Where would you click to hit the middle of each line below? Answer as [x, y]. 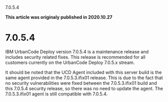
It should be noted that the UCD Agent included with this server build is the [83, 72]
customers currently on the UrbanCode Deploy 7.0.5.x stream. [70, 62]
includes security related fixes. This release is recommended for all [75, 57]
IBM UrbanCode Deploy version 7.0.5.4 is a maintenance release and [77, 52]
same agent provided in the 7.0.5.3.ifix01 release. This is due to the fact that [84, 78]
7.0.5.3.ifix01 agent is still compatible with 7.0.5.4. [57, 94]
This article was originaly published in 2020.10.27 [59, 17]
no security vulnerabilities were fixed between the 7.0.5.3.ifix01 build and [81, 83]
